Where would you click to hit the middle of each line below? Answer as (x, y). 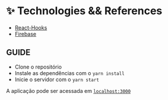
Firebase (26, 34)
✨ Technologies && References (84, 11)
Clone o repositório (38, 67)
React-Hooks (31, 27)
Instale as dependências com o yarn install (69, 73)
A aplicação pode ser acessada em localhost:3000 (69, 91)
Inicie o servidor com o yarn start (57, 79)
